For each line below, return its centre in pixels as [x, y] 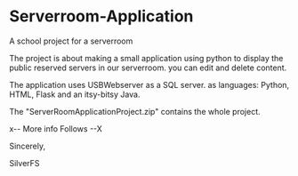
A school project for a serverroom [71, 41]
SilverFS [24, 163]
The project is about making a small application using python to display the [146, 58]
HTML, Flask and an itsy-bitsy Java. [75, 94]
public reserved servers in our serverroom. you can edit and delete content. [148, 68]
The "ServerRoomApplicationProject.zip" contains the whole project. [135, 111]
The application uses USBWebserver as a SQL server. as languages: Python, [149, 84]
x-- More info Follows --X [56, 128]
